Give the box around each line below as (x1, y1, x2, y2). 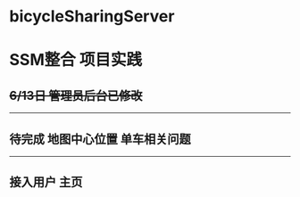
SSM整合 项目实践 (9, 50, 143, 70)
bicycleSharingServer (9, 6, 175, 27)
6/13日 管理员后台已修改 (9, 87, 143, 103)
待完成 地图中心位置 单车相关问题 (9, 131, 191, 146)
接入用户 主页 (9, 175, 83, 190)
